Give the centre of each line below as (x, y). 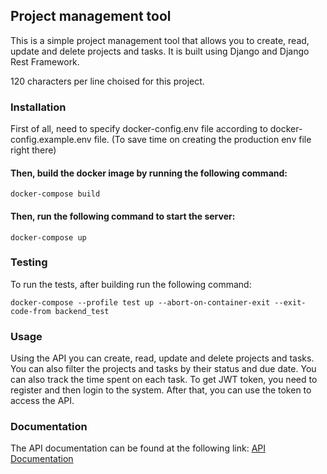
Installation (38, 107)
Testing (29, 262)
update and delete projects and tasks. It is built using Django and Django (160, 51)
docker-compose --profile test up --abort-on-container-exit (140, 302)
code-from (31, 311)
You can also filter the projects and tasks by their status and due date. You (163, 369)
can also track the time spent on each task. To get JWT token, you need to (164, 380)
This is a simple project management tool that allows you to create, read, (160, 40)
